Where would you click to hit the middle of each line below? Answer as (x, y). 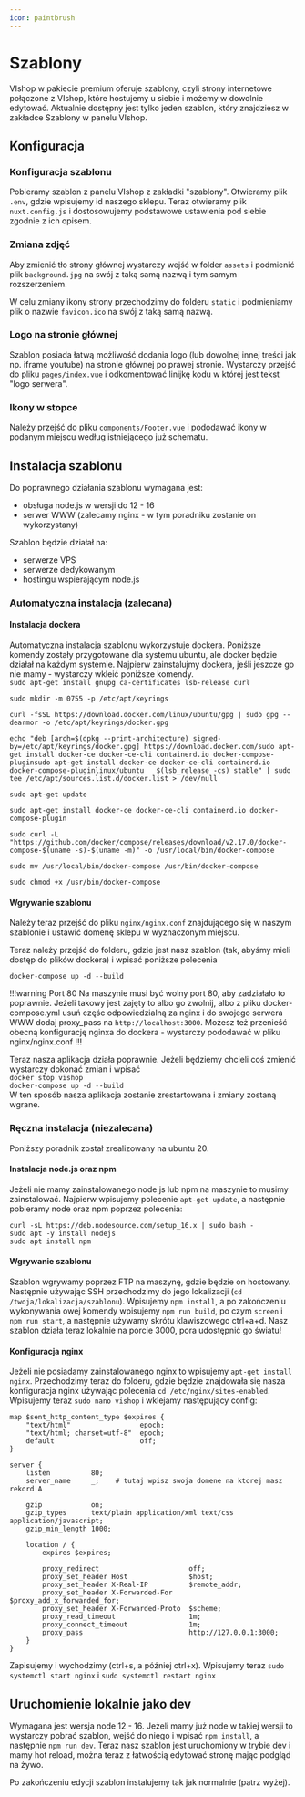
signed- (207, 739)
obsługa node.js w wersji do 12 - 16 (88, 505)
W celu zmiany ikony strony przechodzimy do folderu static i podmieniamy (151, 301)
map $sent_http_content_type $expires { (87, 1418)
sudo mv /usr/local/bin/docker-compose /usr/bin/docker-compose (134, 867)
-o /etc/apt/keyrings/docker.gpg (106, 723)
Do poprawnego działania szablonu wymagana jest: (106, 487)
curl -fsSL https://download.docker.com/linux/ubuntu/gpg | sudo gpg (144, 715)
